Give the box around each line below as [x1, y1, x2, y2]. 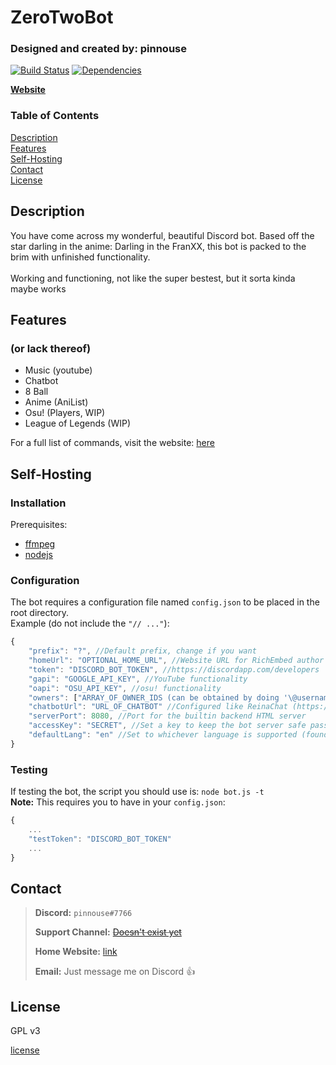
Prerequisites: [10, 518, 68, 530]
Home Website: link [34, 946, 118, 958]
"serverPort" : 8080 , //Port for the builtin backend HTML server [28, 711, 307, 721]
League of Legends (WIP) [24, 417, 132, 430]
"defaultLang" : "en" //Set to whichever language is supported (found [28, 730, 329, 740]
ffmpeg [24, 537, 56, 550]
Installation [10, 496, 67, 510]
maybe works [10, 282, 67, 295]
